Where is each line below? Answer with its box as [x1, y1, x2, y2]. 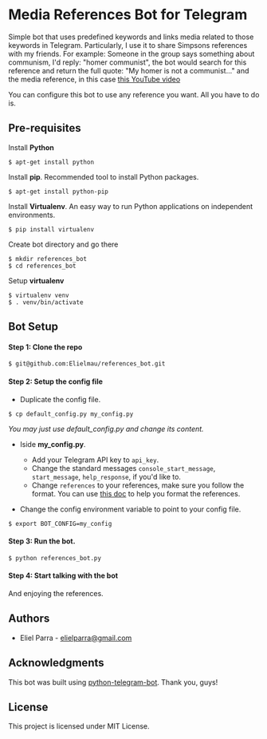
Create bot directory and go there [8, 239, 119, 249]
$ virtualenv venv [8, 291, 69, 299]
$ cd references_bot [8, 262, 77, 270]
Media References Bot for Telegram [8, 6, 248, 24]
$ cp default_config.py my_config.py [8, 409, 134, 418]
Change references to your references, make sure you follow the [31, 480, 245, 490]
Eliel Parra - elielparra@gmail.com [19, 633, 132, 642]
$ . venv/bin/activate [8, 298, 84, 306]
